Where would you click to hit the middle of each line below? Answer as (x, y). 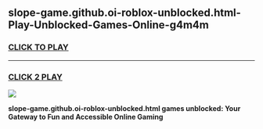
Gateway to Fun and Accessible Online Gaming (86, 116)
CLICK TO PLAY (38, 48)
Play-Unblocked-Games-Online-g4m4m (108, 25)
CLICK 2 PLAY (35, 77)
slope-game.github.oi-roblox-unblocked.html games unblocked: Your (124, 108)
